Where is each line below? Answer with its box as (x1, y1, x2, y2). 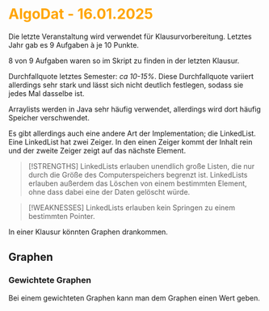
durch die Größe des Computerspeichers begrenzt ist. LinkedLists (27, 170, 248, 179)
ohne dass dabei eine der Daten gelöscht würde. (27, 187, 191, 196)
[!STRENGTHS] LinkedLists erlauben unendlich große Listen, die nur (27, 161, 255, 170)
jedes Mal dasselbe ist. (8, 88, 85, 98)
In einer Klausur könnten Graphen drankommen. (8, 227, 168, 237)
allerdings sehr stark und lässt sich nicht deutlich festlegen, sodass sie (8, 80, 244, 90)
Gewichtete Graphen (8, 275, 91, 286)
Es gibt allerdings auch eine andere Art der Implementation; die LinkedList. (8, 128, 256, 138)
